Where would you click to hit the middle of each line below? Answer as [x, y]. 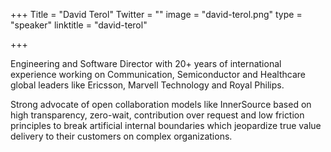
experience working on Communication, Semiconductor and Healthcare [158, 74]
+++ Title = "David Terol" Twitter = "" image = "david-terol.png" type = [156, 14]
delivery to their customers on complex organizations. [121, 136]
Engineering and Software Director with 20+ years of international [146, 63]
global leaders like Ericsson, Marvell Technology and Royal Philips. [147, 85]
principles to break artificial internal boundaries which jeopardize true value [166, 125]
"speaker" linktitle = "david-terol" [79, 25]
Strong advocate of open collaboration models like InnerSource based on [161, 104]
